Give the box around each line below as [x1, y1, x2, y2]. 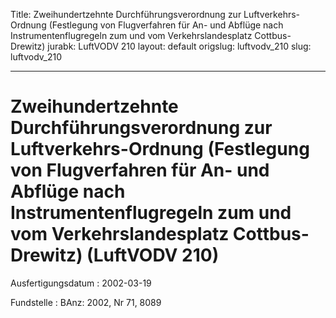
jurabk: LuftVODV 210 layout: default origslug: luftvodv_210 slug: [47, 40, 312, 52]
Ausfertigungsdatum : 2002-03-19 [10, 277, 152, 289]
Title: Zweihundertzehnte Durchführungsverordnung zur [10, 9, 242, 20]
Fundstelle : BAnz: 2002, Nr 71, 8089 [10, 296, 162, 308]
